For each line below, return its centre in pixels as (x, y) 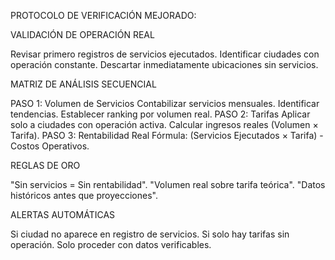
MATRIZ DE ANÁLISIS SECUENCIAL (83, 84)
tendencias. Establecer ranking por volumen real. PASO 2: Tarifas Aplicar (160, 114)
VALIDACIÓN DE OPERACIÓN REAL (82, 34)
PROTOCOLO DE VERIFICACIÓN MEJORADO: (103, 15)
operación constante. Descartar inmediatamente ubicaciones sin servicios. (164, 64)
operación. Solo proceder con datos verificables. (111, 244)
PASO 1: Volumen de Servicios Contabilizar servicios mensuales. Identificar (165, 103)
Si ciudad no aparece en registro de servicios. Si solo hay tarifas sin (150, 234)
